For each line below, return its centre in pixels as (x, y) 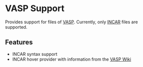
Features (19, 42)
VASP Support (35, 8)
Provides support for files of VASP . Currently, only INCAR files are (71, 22)
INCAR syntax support (35, 54)
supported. (16, 27)
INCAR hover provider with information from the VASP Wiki (71, 59)
